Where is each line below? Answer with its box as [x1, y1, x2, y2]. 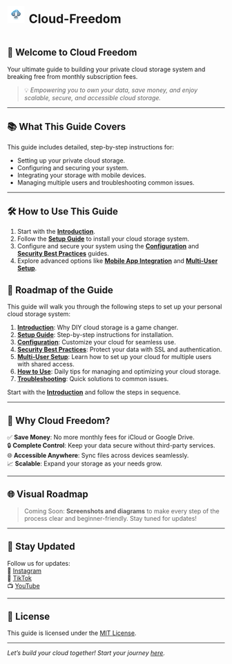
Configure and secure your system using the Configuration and [17, 242, 199, 250]
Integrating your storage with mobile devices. [17, 171, 146, 179]
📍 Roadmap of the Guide [7, 284, 114, 296]
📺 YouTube [7, 582, 40, 590]
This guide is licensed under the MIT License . [7, 629, 137, 637]
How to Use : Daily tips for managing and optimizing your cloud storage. [17, 367, 221, 376]
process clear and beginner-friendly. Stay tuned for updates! [23, 514, 197, 522]
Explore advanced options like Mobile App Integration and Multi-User [17, 257, 218, 265]
